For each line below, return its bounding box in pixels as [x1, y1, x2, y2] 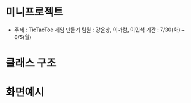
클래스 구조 [5, 57, 57, 70]
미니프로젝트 [5, 5, 64, 19]
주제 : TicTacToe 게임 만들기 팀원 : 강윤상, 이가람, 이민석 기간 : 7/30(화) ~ [14, 26, 186, 33]
